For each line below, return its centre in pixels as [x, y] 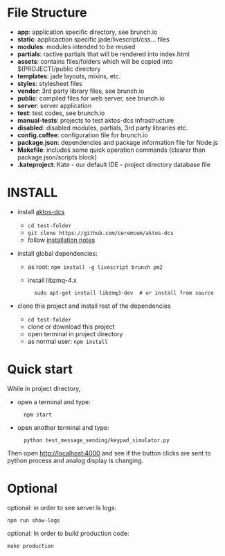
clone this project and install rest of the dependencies [94, 306]
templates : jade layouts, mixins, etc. [69, 76]
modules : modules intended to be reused [76, 46]
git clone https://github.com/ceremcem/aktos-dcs [101, 233]
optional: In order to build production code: [68, 533]
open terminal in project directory [75, 333]
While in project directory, [44, 388]
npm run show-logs [34, 520]
